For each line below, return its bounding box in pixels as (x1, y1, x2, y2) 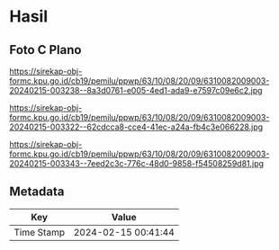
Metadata (9, 184, 65, 200)
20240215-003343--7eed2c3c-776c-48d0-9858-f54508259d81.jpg (9, 158, 264, 168)
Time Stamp (13, 226, 66, 238)
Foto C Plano (9, 42, 82, 58)
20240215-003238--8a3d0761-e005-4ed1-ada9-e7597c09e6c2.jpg (9, 85, 263, 95)
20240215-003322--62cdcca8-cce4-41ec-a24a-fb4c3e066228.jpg (9, 121, 264, 132)
